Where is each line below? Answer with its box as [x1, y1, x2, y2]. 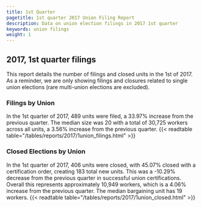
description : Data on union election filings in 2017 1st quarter [6, 20, 178, 26]
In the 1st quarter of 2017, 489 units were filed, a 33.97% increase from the [6, 112, 193, 120]
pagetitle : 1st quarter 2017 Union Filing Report [6, 15, 135, 21]
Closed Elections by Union [6, 147, 86, 156]
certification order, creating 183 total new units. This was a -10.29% [6, 167, 176, 175]
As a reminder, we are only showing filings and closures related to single [6, 77, 188, 84]
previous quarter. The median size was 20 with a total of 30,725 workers [6, 119, 188, 126]
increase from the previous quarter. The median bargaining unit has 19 [6, 187, 183, 194]
